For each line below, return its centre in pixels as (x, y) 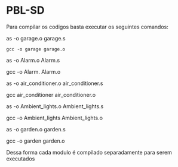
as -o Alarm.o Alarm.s (33, 60)
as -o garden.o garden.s (36, 129)
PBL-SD (25, 10)
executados (21, 159)
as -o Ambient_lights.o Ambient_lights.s (55, 106)
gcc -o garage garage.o (36, 49)
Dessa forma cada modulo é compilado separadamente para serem (89, 152)
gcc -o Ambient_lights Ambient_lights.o (55, 118)
